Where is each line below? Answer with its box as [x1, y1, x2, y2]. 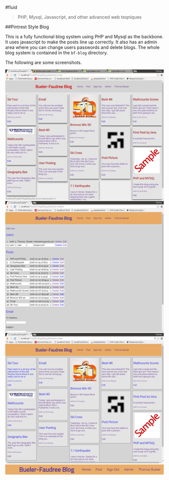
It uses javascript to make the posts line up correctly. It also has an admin [5, 39, 157, 45]
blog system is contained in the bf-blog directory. [5, 50, 108, 56]
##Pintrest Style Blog [5, 24, 49, 30]
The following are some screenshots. [5, 60, 82, 65]
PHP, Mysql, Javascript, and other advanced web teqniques [17, 14, 142, 20]
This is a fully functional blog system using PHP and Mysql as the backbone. [5, 34, 163, 39]
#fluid [5, 5, 18, 10]
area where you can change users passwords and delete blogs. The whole [5, 44, 160, 50]
